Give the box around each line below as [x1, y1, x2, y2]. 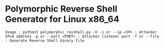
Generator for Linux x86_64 [5, 14, 119, 25]
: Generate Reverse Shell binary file [5, 38, 84, 43]
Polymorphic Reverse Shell [5, 3, 118, 15]
